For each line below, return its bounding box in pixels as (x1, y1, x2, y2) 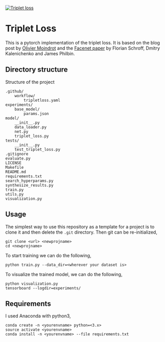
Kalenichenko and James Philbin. (5, 50, 75, 56)
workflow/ (14, 93, 36, 98)
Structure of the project (5, 79, 55, 85)
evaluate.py (5, 156, 31, 161)
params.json (23, 111, 50, 116)
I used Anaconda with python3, (5, 313, 71, 319)
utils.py (5, 192, 24, 197)
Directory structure (5, 65, 68, 74)
